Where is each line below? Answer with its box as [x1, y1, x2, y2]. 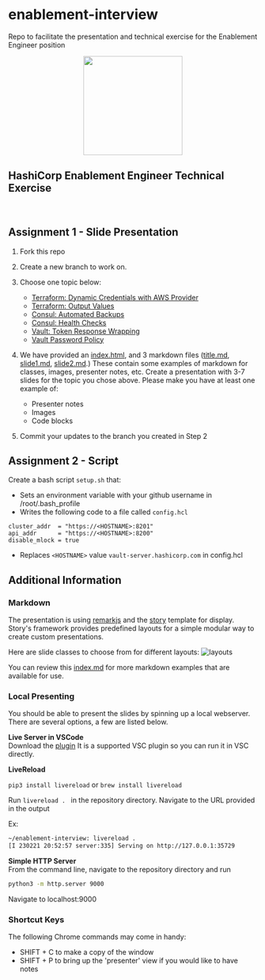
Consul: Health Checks [31, 318, 107, 327]
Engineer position [8, 40, 66, 49]
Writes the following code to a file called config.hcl [19, 507, 188, 517]
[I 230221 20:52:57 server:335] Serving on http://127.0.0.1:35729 [8, 842, 236, 850]
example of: [19, 383, 59, 393]
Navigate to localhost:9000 [8, 894, 97, 904]
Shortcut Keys [8, 913, 65, 925]
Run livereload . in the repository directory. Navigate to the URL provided [8, 795, 256, 805]
